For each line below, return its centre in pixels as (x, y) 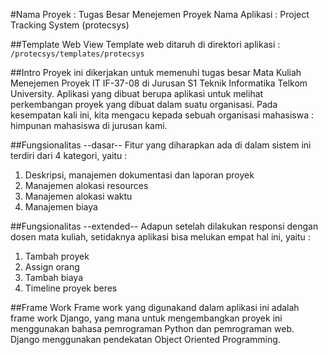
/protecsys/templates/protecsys (77, 54)
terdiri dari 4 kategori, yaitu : (69, 155)
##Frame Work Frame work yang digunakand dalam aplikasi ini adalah (155, 307)
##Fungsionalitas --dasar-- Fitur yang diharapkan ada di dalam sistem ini (161, 145)
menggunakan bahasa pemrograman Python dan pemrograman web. (152, 328)
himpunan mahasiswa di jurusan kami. (89, 125)
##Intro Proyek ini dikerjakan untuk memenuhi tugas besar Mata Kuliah (156, 72)
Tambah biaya (53, 277)
